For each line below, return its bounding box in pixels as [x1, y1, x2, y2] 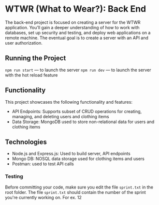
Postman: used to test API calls [12, 161, 74, 167]
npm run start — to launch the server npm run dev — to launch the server [5, 67, 151, 73]
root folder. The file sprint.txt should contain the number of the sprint [5, 189, 146, 195]
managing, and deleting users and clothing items [12, 113, 110, 119]
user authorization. [5, 40, 43, 46]
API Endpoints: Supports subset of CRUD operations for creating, [12, 108, 142, 114]
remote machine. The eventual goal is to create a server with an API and [5, 35, 149, 41]
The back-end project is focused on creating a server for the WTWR [5, 19, 141, 25]
